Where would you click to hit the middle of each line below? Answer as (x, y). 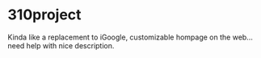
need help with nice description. (61, 45)
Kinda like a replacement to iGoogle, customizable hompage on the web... (130, 37)
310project (44, 15)
